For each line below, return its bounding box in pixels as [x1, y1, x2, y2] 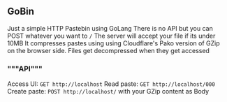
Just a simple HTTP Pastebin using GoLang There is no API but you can [7, 24, 213, 32]
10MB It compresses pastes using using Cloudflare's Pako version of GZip [7, 38, 220, 48]
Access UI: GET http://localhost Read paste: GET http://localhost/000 [7, 80, 215, 88]
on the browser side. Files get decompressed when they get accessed [7, 46, 210, 54]
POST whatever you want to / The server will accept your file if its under [7, 31, 216, 40]
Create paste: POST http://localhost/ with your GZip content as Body [7, 87, 210, 96]
